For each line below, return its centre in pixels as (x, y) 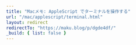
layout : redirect (27, 22)
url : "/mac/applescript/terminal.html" (55, 17)
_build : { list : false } (36, 33)
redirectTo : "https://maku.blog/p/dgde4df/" (61, 28)
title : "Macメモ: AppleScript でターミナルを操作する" (68, 11)
